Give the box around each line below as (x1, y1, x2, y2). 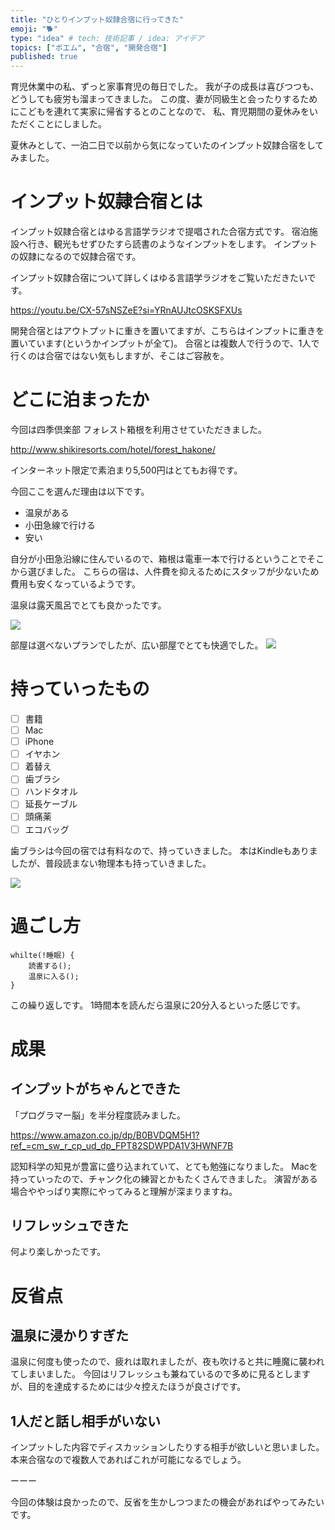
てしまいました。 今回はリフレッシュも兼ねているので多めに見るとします (10, 1368, 311, 1380)
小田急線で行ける (24, 519, 96, 531)
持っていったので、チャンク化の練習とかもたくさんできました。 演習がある (10, 1172, 318, 1185)
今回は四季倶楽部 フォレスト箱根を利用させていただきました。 (10, 424, 267, 435)
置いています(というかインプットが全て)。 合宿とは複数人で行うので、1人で (10, 337, 320, 350)
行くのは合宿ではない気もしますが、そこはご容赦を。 (10, 350, 230, 362)
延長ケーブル (24, 798, 78, 810)
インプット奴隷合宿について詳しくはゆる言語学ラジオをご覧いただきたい (10, 272, 308, 284)
